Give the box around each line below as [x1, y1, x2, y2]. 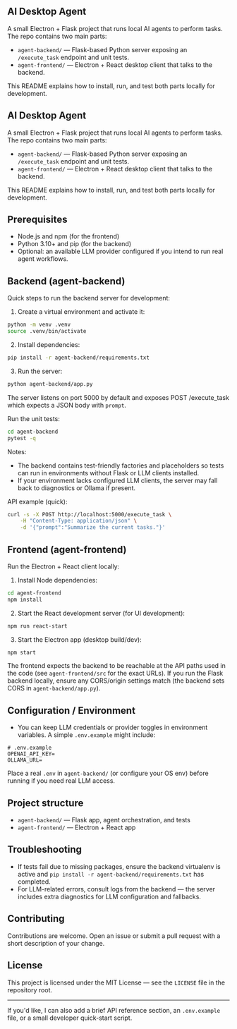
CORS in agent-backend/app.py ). [7, 684, 101, 693]
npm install [7, 596, 42, 603]
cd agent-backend [7, 428, 59, 435]
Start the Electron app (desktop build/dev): [17, 635, 142, 644]
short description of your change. [7, 939, 105, 947]
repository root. [7, 985, 53, 994]
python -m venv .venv [7, 321, 71, 329]
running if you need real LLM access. [7, 777, 115, 785]
